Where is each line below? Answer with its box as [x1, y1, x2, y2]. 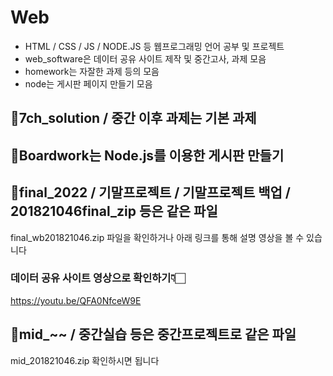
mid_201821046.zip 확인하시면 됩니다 [10, 354, 160, 366]
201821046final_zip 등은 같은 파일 [10, 203, 218, 220]
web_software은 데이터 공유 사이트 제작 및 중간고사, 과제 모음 [24, 52, 267, 65]
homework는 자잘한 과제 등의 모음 [24, 65, 160, 77]
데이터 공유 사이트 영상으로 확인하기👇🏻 [10, 271, 186, 285]
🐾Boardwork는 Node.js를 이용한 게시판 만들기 [10, 147, 285, 164]
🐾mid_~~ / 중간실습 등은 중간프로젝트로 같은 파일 [10, 326, 297, 343]
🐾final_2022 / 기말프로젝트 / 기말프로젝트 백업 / [10, 184, 291, 201]
